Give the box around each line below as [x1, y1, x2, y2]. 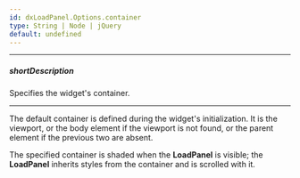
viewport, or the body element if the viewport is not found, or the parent [9, 123, 274, 133]
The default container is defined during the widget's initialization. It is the [9, 113, 279, 125]
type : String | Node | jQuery [9, 21, 122, 30]
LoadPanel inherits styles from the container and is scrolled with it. [9, 159, 256, 170]
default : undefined [9, 29, 82, 38]
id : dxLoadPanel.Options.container [9, 12, 142, 22]
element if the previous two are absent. [9, 133, 154, 143]
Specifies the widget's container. [9, 88, 130, 99]
